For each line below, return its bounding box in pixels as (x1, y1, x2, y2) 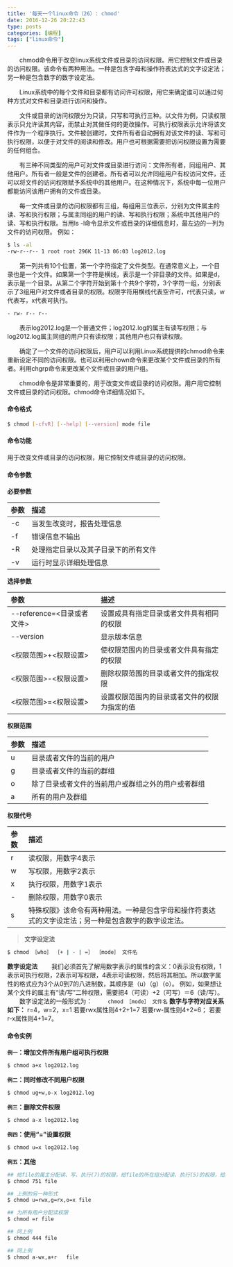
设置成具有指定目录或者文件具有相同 (100, 609, 219, 619)
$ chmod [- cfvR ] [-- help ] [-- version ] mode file (7, 421, 150, 428)
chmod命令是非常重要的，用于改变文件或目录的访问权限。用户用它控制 (19, 379, 222, 387)
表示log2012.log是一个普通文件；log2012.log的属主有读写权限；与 (19, 324, 207, 332)
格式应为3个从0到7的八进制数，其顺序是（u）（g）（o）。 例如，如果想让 (19, 980, 223, 988)
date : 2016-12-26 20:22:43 (7, 17, 85, 24)
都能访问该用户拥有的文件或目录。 (7, 187, 105, 195)
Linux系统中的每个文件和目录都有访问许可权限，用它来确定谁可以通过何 (19, 88, 223, 97)
